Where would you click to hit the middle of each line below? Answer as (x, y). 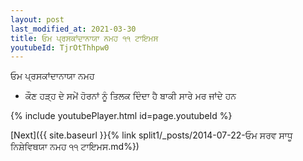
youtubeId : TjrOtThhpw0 (60, 47)
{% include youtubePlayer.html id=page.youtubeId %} (121, 116)
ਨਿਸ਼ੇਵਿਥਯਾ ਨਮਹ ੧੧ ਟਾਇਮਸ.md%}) (75, 147)
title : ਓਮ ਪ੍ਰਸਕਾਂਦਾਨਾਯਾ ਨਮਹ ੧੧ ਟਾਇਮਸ (84, 38)
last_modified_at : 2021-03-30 (73, 29)
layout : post (37, 19)
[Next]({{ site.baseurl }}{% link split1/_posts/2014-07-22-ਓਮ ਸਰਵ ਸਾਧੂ (151, 135)
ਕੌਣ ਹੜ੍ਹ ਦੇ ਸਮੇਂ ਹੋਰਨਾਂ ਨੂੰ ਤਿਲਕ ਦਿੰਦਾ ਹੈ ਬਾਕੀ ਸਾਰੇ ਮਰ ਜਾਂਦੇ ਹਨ (130, 96)
